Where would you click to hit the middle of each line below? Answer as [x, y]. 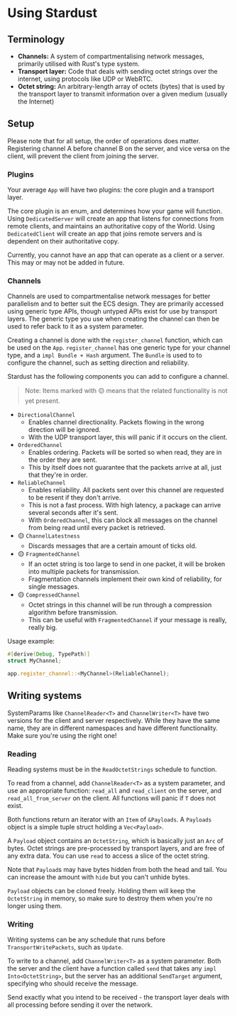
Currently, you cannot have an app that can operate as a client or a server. [116, 255]
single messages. [54, 587]
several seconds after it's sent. [73, 513]
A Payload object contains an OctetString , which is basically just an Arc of [115, 841]
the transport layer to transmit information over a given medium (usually [122, 94]
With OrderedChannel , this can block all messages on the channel [123, 520]
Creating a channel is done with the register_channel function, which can [115, 340]
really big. [43, 628]
